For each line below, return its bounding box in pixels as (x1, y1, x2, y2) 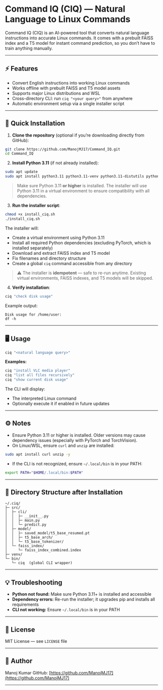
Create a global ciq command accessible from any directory (12, 260, 132, 266)
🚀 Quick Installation (5, 119, 65, 127)
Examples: (5, 359, 27, 365)
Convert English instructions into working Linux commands (12, 80, 130, 86)
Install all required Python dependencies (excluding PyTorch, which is (12, 240, 151, 246)
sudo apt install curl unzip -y (5, 452, 70, 457)
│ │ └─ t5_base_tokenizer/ (5, 539, 64, 544)
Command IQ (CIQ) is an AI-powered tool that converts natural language (5, 30, 149, 35)
